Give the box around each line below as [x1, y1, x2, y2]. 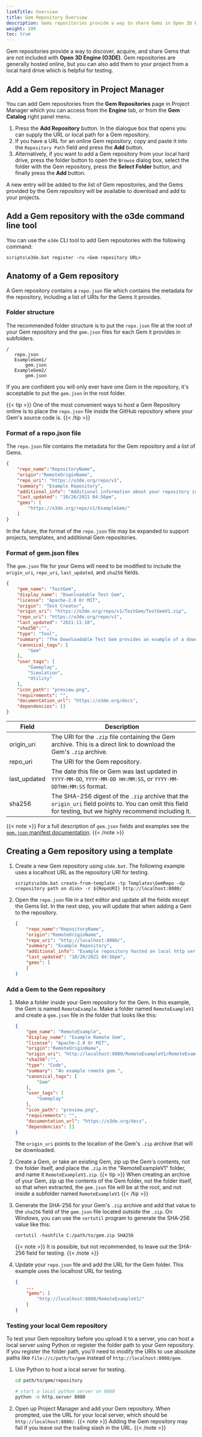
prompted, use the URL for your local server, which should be [14, 1411, 168, 1418]
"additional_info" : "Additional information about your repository [17, 488, 189, 495]
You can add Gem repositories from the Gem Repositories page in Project [6, 100, 189, 107]
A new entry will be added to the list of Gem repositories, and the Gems [6, 181, 183, 188]
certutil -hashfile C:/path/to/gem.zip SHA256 [14, 1233, 134, 1239]
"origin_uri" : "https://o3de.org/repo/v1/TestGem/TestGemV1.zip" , [17, 608, 187, 614]
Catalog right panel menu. [6, 112, 72, 120]
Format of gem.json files [6, 548, 79, 557]
